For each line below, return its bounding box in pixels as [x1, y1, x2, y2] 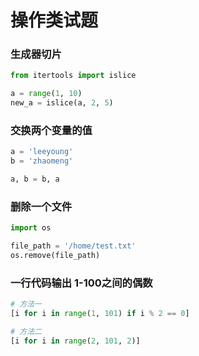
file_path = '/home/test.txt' [10, 241, 137, 251]
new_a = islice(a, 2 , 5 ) [10, 98, 114, 108]
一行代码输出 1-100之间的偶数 [10, 276, 153, 290]
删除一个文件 [10, 199, 73, 213]
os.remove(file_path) [10, 251, 101, 261]
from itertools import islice [10, 71, 137, 81]
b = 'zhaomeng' [10, 156, 74, 166]
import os [10, 223, 52, 233]
